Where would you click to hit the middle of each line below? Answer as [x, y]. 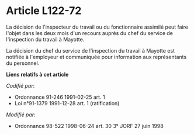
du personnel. [23, 63]
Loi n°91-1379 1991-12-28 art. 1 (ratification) [67, 103]
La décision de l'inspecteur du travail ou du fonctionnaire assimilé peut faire [97, 27]
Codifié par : [20, 85]
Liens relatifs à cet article [37, 74]
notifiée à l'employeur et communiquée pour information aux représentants [96, 57]
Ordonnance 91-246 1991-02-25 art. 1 [60, 97]
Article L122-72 [44, 11]
